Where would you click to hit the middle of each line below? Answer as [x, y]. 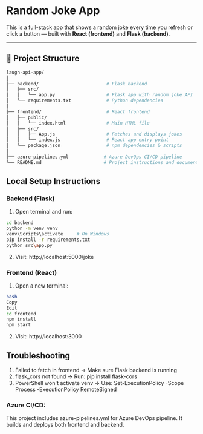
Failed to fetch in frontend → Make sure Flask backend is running [96, 370]
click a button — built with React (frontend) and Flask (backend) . [88, 33]
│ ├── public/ [27, 117]
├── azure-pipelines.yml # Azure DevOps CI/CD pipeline [94, 157]
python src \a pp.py [29, 245]
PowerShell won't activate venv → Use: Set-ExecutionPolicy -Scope [99, 383]
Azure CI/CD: [26, 405]
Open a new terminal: [42, 286]
